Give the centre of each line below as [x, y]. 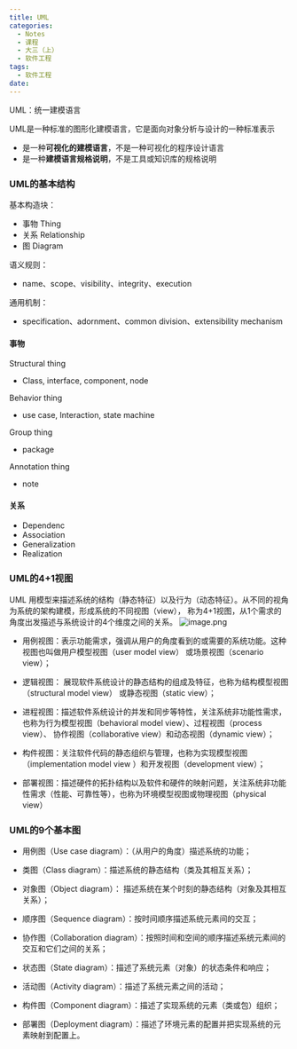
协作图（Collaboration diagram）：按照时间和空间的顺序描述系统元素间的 [154, 937]
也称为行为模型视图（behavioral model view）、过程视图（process [142, 722]
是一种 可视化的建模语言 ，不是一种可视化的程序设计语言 [123, 147]
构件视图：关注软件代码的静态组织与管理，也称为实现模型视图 [135, 753]
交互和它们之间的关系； [65, 948]
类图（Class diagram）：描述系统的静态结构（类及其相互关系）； [137, 870]
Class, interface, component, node [85, 381]
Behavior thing [36, 398]
